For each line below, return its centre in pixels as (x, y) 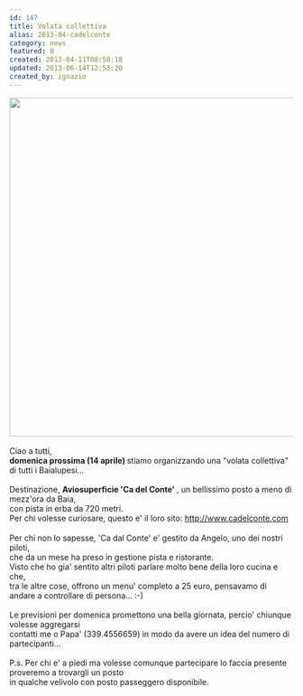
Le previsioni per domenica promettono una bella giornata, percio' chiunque (150, 615)
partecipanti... (35, 644)
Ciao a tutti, (31, 451)
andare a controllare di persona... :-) (77, 595)
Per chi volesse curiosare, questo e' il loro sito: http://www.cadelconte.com (149, 518)
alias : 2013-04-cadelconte (60, 34)
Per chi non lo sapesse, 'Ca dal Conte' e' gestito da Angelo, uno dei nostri (146, 538)
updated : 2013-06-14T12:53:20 (66, 69)
